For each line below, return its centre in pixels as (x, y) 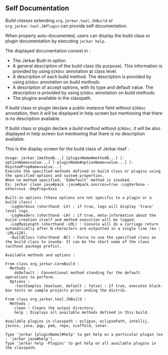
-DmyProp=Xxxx (42, 189)
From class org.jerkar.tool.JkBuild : (46, 299)
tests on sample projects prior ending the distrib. (71, 290)
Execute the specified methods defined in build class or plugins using (83, 171)
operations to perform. (30, 277)
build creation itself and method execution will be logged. (71, 220)
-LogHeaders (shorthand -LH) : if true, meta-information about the (83, 215)
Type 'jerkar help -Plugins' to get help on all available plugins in (81, 343)
